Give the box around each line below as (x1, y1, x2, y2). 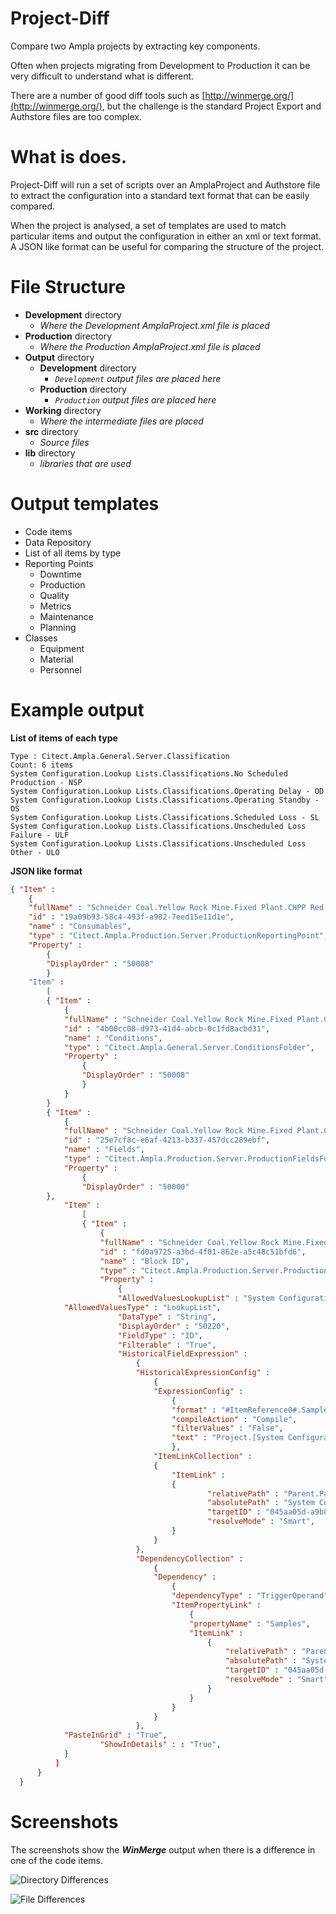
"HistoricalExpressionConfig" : (135, 1368, 271, 1378)
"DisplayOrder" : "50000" (81, 1182, 190, 1192)
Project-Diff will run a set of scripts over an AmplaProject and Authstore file (10, 178, 321, 191)
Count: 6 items (10, 760, 74, 770)
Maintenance (39, 610, 94, 622)
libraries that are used (39, 457, 132, 469)
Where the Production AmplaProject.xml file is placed (39, 340, 261, 352)
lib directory (24, 447, 76, 459)
